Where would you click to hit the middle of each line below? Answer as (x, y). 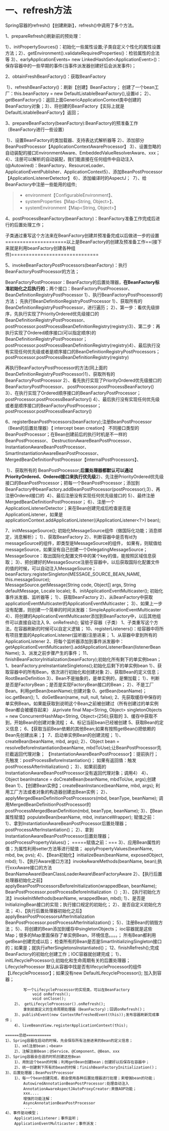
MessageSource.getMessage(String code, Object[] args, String (71, 585)
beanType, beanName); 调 (136, 798)
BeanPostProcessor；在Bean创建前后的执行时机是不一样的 (66, 434)
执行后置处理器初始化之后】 (56, 911)
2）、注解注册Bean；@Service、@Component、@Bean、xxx (67, 1051)
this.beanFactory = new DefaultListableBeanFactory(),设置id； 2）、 (84, 93)
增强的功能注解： (38, 1099)
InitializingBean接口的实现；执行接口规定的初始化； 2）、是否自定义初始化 (81, 904)
